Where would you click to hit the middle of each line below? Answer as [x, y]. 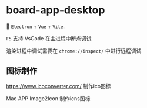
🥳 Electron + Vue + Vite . [35, 26]
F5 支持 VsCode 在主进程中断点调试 [49, 38]
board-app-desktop [56, 10]
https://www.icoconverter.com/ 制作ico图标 [59, 86]
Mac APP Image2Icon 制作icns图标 [48, 98]
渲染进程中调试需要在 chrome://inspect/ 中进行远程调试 [74, 51]
